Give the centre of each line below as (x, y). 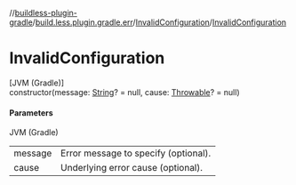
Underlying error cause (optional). (132, 168)
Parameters (31, 113)
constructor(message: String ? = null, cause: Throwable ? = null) (124, 92)
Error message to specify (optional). (136, 153)
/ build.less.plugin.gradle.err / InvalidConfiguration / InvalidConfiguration (160, 22)
